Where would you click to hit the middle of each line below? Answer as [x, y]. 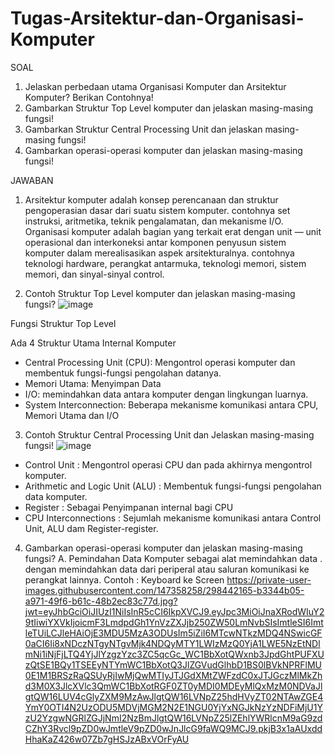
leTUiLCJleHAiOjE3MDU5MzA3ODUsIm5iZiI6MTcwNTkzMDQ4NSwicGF [173, 633]
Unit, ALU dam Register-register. [91, 528]
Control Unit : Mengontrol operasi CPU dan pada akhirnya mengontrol [168, 464]
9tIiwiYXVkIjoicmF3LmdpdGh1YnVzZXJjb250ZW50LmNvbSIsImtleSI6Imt [174, 622]
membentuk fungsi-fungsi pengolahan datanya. [123, 373]
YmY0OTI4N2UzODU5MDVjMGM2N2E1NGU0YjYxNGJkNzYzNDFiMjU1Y [173, 707]
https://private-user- [269, 579]
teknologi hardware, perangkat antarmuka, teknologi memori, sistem [165, 263]
